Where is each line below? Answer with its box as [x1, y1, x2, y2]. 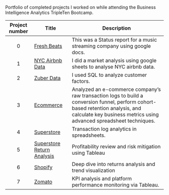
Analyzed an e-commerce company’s [71, 86, 161, 92]
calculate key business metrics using [71, 111, 159, 118]
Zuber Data [34, 75, 61, 81]
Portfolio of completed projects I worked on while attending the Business [5, 5, 156, 10]
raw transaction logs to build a [71, 92, 143, 99]
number [9, 28, 29, 35]
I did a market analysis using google [71, 57, 157, 64]
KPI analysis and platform [71, 175, 132, 182]
